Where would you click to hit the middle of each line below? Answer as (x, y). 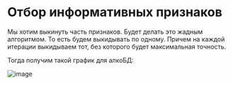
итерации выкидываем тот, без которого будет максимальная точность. (117, 46)
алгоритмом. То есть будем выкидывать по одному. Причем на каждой (116, 39)
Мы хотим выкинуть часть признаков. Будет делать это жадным (105, 32)
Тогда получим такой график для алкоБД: (71, 60)
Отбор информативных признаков (115, 12)
